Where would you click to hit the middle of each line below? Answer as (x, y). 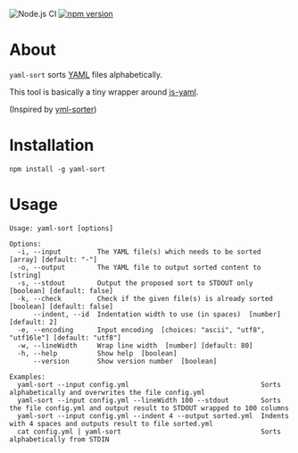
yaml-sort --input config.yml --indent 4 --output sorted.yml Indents (153, 415)
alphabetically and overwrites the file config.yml (107, 392)
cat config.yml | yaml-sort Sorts (149, 432)
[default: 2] (33, 322)
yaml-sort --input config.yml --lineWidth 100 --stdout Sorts (149, 400)
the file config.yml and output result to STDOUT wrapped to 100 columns (149, 408)
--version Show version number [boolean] (125, 361)
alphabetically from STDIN (59, 439)
